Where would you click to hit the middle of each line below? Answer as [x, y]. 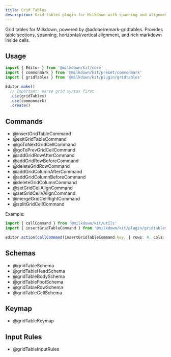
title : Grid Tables [26, 10]
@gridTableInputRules [36, 349]
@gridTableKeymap [33, 321]
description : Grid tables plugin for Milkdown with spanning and [76, 15]
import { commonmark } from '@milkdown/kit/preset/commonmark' [74, 73]
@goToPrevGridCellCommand [44, 150]
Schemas [20, 253]
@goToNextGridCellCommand [44, 145]
